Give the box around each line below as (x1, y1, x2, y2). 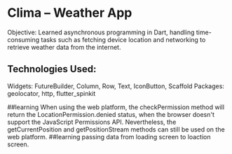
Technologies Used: (7, 63, 97, 75)
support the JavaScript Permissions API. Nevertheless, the (7, 118, 177, 126)
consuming (7, 35, 40, 43)
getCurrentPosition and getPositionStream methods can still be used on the (7, 125, 226, 134)
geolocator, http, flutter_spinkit (7, 89, 96, 97)
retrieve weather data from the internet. (7, 43, 121, 51)
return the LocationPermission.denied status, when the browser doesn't (7, 110, 215, 118)
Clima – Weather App (7, 5, 132, 21)
